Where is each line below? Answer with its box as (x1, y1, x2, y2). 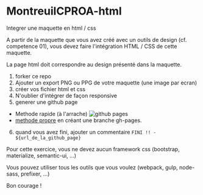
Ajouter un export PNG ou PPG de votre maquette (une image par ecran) (15, 79, 198, 86)
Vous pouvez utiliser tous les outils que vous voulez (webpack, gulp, (6, 163, 178, 171)
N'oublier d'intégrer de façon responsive (15, 92, 118, 99)
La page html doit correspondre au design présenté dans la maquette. (6, 61, 182, 68)
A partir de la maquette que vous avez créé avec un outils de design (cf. (6, 36, 187, 43)
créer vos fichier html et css (15, 85, 86, 92)
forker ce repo (15, 72, 52, 80)
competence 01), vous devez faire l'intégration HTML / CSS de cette (6, 43, 177, 50)
